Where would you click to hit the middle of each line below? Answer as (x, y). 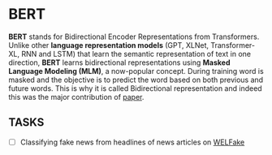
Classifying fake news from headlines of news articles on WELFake (132, 142)
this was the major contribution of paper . (76, 97)
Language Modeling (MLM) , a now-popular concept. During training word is (136, 71)
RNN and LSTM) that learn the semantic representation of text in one (136, 54)
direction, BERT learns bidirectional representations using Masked (119, 62)
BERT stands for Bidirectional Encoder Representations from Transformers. (134, 37)
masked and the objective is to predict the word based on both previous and (136, 80)
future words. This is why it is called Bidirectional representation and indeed (135, 88)
